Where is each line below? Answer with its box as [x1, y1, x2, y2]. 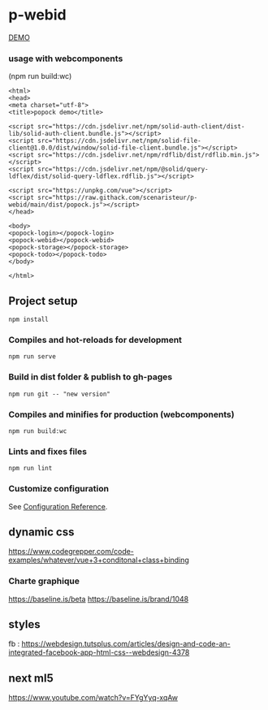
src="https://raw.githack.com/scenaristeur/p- [37, 193, 198, 202]
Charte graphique [8, 575, 80, 587]
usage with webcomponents [8, 53, 123, 64]
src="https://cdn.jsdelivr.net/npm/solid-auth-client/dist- [37, 123, 245, 131]
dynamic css [8, 525, 75, 539]
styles [8, 617, 41, 631]
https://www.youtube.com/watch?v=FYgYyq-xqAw [8, 693, 179, 703]
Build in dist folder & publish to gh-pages [8, 371, 173, 383]
